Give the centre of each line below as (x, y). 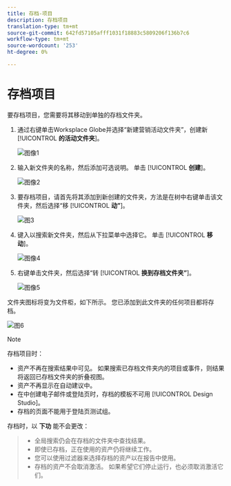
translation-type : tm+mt (43, 26)
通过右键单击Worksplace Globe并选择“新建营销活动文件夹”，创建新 (112, 129)
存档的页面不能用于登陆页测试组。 (66, 411)
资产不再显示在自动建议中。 (57, 385)
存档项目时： (25, 353)
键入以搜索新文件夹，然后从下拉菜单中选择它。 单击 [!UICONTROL (111, 235)
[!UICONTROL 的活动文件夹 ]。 (60, 138)
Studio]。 (31, 402)
